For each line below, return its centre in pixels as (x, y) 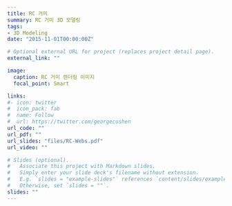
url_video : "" (28, 147)
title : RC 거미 (28, 13)
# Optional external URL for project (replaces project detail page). (111, 52)
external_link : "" (33, 58)
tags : (15, 26)
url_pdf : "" (24, 134)
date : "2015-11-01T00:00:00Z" (51, 39)
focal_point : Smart (41, 84)
